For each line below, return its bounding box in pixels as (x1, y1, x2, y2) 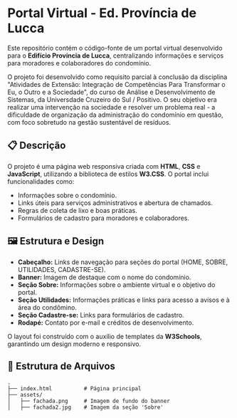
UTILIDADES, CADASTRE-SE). (17, 265, 106, 273)
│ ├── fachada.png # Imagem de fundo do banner (7, 397, 171, 405)
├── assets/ (7, 392, 43, 399)
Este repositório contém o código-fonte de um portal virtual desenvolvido (7, 43, 223, 52)
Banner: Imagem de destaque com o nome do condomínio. (17, 273, 191, 281)
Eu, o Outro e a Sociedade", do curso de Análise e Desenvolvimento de (7, 88, 216, 96)
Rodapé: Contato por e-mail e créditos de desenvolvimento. (17, 318, 194, 327)
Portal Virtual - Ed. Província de (7, 5, 197, 21)
